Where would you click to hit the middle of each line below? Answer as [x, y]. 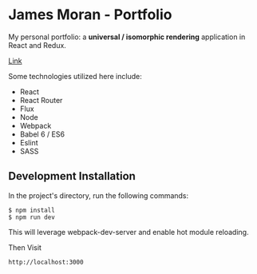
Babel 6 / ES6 [42, 134]
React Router [41, 100]
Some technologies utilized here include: [75, 76]
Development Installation [72, 176]
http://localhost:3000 [46, 262]
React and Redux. [37, 45]
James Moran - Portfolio [90, 15]
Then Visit [25, 247]
